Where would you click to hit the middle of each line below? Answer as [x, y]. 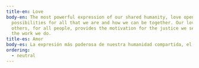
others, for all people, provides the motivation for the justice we [99, 28]
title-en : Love [25, 12]
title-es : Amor [25, 39]
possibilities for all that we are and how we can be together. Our [98, 22]
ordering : [18, 50]
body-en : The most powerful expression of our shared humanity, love [94, 17]
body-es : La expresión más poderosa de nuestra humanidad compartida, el [99, 45]
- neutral [23, 56]
